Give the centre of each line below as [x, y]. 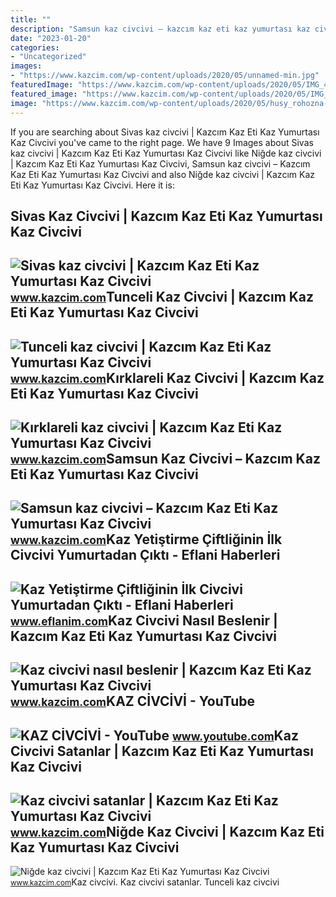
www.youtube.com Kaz [235, 735]
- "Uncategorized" [48, 57]
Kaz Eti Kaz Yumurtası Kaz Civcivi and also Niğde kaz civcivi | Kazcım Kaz [162, 174]
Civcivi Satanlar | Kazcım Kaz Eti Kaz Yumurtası [162, 751]
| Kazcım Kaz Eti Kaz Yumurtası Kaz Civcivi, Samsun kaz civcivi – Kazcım [160, 163]
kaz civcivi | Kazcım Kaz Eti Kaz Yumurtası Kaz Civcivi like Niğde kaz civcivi [166, 153]
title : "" [31, 19]
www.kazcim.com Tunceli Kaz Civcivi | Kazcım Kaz [162, 297]
